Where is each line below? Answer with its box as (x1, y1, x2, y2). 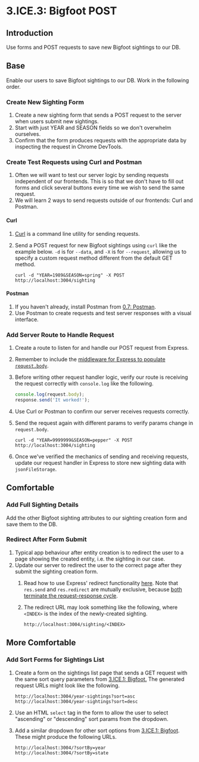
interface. (14, 316, 39, 323)
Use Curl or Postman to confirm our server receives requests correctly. (14, 408, 189, 415)
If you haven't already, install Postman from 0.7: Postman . (14, 303, 156, 310)
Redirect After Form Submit (6, 535, 87, 543)
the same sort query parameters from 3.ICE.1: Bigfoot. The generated (14, 675, 185, 683)
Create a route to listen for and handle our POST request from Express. (14, 344, 189, 352)
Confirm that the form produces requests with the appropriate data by (14, 137, 186, 144)
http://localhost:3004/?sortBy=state (14, 749, 109, 756)
